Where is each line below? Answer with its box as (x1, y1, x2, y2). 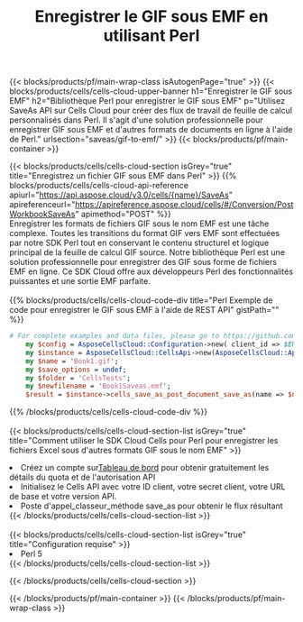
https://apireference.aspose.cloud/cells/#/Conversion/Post (75, 199, 294, 210)
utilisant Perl (103, 25, 200, 46)
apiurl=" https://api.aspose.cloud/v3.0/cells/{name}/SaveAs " (9, 189, 233, 200)
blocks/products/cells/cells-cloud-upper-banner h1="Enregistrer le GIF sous (9, 86, 293, 96)
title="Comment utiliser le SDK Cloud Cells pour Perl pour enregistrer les (9, 435, 279, 446)
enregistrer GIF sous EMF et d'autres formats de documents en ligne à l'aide (9, 124, 293, 135)
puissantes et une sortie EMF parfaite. (9, 276, 151, 287)
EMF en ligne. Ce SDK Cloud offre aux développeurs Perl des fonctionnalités (9, 266, 294, 277)
